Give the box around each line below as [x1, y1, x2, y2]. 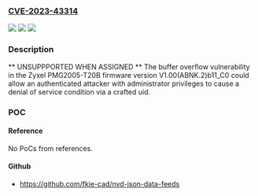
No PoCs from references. [8, 143, 93, 153]
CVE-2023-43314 [8, 6, 79, 17]
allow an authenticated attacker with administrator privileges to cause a [8, 79, 240, 88]
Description [8, 44, 54, 55]
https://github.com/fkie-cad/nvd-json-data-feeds [19, 179, 180, 188]
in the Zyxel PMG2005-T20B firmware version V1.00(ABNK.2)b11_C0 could [8, 70, 249, 80]
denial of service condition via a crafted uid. [8, 87, 151, 96]
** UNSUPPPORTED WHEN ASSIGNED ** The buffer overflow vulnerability [8, 61, 250, 72]
